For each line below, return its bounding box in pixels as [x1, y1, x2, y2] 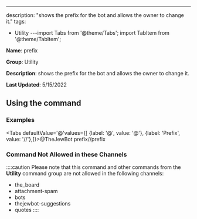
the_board [14, 181, 40, 188]
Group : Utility [6, 58, 39, 65]
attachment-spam [14, 187, 58, 194]
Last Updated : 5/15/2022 [6, 81, 67, 88]
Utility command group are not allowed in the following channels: [6, 170, 164, 177]
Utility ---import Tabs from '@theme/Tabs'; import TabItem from [14, 29, 170, 36]
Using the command [6, 98, 81, 108]
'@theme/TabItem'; [14, 36, 62, 42]
